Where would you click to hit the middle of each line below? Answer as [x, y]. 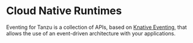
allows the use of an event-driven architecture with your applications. [91, 33]
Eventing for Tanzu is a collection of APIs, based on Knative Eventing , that [96, 27]
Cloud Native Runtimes [64, 11]
